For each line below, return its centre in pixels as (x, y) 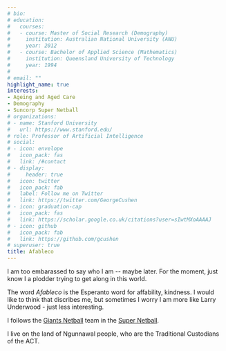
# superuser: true (34, 245)
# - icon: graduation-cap (44, 207)
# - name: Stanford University (52, 123)
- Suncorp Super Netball (43, 110)
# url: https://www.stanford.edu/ (60, 129)
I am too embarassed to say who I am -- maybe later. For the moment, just (113, 271)
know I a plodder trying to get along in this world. (77, 279)
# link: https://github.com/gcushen (63, 239)
